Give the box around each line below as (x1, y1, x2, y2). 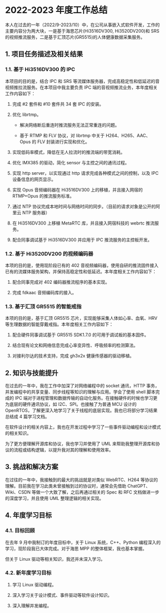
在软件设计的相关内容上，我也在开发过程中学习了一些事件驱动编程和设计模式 (5, 424, 161, 430)
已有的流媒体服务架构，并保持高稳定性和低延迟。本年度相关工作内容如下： (5, 268, 157, 274)
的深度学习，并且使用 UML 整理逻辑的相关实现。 (5, 495, 104, 501)
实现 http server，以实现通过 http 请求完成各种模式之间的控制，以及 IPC (12, 170, 159, 176)
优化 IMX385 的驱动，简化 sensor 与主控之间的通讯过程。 (12, 159, 129, 165)
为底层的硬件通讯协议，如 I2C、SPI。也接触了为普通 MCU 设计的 (5, 401, 137, 407)
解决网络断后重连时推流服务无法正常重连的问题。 (19, 122, 120, 128)
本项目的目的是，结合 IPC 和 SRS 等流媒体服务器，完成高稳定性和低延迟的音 (5, 78, 160, 84)
